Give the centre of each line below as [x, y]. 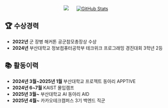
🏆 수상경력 [22, 26]
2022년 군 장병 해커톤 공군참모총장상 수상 [54, 41]
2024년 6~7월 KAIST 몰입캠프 [43, 88]
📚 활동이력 [22, 66]
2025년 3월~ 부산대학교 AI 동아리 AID [51, 94]
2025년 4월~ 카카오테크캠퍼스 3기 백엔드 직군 [59, 100]
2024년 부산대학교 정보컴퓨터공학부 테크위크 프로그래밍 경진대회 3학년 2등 [87, 48]
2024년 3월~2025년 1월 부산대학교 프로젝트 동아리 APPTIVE [74, 81]
